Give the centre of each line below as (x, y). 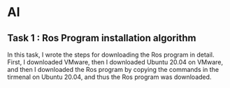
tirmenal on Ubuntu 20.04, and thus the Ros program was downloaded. (109, 77)
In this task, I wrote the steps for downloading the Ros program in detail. (111, 54)
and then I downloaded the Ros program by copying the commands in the (113, 69)
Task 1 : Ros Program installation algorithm (102, 38)
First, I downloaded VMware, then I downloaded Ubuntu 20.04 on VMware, (115, 62)
